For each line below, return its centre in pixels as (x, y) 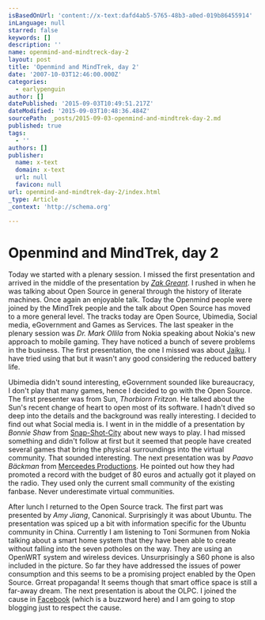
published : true (35, 126)
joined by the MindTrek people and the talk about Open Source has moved (129, 308)
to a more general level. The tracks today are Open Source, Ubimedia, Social (133, 316)
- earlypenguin (40, 89)
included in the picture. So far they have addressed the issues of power (125, 565)
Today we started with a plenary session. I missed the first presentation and (132, 274)
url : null (31, 178)
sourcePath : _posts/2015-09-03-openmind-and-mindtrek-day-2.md (115, 119)
